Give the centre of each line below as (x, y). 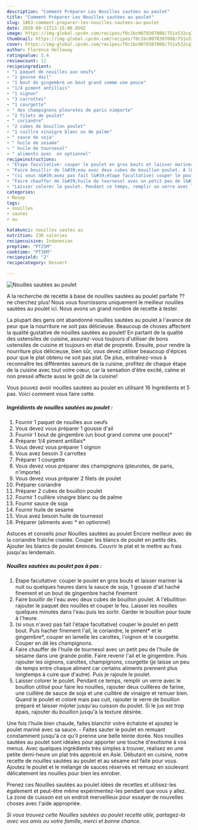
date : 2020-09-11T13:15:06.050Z (46, 28)
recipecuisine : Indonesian (40, 241)
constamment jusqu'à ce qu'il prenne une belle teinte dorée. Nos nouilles (95, 735)
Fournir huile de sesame (44, 509)
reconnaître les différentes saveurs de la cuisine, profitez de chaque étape (97, 364)
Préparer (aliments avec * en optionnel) (63, 522)
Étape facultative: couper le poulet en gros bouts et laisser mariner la (99, 581)
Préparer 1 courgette (40, 459)
